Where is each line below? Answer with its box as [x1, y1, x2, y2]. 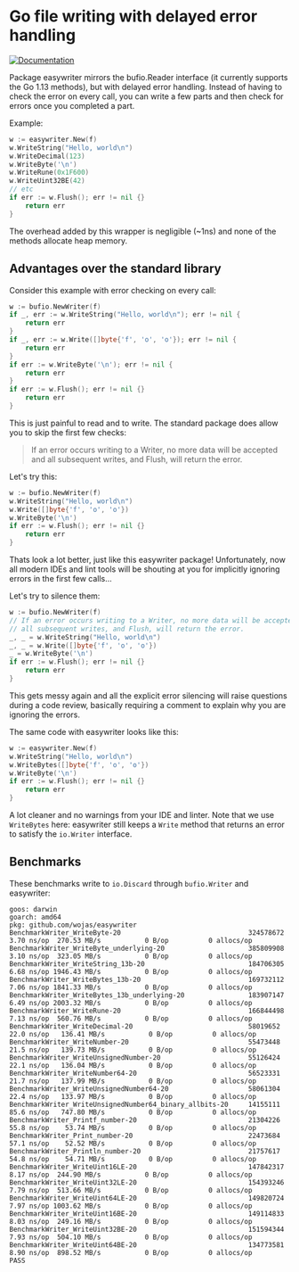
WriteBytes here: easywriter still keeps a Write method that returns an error [9, 819, 285, 830]
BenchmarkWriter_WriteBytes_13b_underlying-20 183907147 [9, 990, 285, 1000]
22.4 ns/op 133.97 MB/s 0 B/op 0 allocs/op [9, 1092, 256, 1101]
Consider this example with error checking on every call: [9, 285, 216, 295]
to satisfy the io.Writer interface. [9, 829, 133, 839]
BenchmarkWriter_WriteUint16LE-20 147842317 [9, 1162, 285, 1171]
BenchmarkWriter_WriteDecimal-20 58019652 [9, 1021, 280, 1031]
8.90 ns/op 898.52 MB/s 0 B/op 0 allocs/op [9, 1248, 253, 1257]
